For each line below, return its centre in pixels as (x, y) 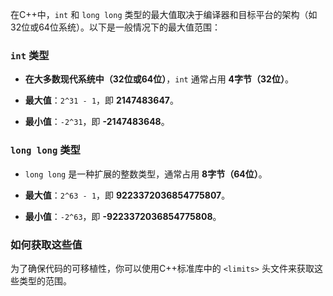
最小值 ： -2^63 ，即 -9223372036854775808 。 (123, 216)
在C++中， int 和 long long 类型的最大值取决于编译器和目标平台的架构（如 (164, 14)
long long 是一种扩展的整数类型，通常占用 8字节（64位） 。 (146, 174)
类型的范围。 (45, 280)
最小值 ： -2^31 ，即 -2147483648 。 (97, 122)
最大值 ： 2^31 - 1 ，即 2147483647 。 (101, 100)
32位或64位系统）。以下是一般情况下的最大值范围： (115, 27)
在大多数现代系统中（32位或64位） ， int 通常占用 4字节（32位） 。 (159, 79)
